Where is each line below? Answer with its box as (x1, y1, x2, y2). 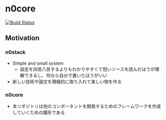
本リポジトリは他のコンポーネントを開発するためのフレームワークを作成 (12, 103, 161, 109)
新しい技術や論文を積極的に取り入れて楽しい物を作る (12, 78, 122, 85)
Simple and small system (12, 60, 64, 66)
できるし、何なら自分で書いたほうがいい (24, 72, 108, 78)
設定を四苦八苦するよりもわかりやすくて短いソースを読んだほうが (19, 66, 156, 72)
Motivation (5, 34, 40, 42)
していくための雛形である (12, 109, 65, 115)
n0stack (5, 49, 26, 56)
